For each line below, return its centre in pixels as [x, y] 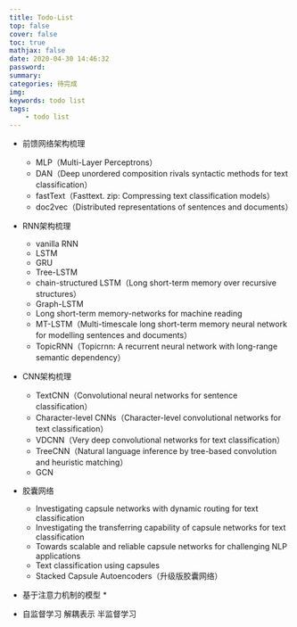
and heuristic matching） [82, 462]
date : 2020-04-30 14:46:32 [59, 59]
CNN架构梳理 [47, 376]
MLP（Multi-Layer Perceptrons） [96, 162]
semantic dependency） [80, 358]
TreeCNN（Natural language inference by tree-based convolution [156, 451]
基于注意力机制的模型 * [64, 595]
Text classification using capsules [98, 565]
